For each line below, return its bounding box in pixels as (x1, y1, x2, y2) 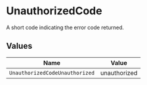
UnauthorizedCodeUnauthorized (9, 70, 95, 76)
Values (6, 41, 33, 51)
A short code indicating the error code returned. (6, 24, 124, 31)
